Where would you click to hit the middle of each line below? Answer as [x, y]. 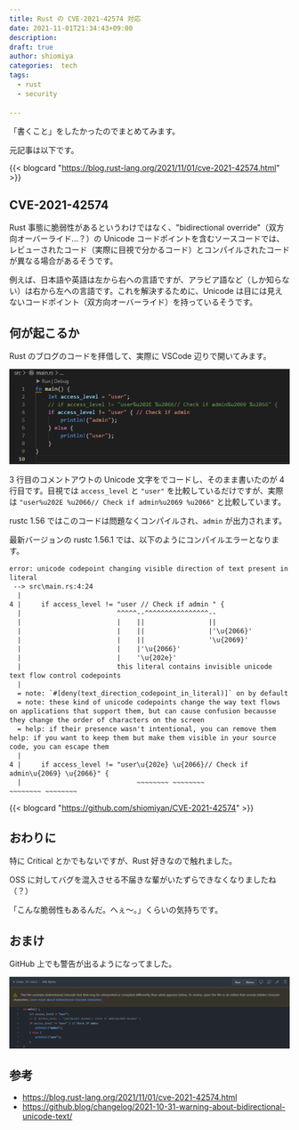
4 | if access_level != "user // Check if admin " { [117, 604]
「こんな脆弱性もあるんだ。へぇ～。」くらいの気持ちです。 [116, 910]
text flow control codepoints [65, 675]
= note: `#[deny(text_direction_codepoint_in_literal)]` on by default [153, 693]
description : [33, 37]
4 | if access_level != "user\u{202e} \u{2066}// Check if [129, 764]
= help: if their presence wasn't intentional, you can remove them [147, 729]
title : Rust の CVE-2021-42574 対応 [75, 19]
